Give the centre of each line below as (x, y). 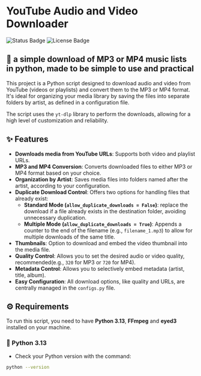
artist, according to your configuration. (63, 186)
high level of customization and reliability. (58, 120)
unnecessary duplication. (55, 217)
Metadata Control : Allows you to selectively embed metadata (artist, (100, 268)
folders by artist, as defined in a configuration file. (68, 102)
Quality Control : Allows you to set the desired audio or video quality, (100, 256)
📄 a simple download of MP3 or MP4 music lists (97, 59)
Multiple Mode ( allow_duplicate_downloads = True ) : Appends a (103, 224)
